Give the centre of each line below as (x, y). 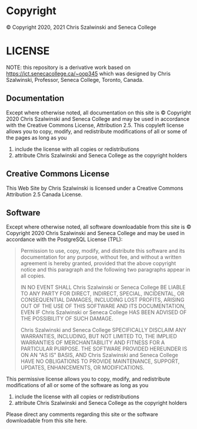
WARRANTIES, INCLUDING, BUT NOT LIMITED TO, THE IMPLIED (99, 336)
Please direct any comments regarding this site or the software (82, 414)
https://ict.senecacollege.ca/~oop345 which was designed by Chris (89, 73)
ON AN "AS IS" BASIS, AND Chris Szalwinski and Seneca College (99, 355)
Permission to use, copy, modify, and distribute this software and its (103, 251)
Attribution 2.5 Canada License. (44, 194)
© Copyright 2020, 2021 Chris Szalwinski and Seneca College (81, 27)
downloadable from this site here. (47, 421)
